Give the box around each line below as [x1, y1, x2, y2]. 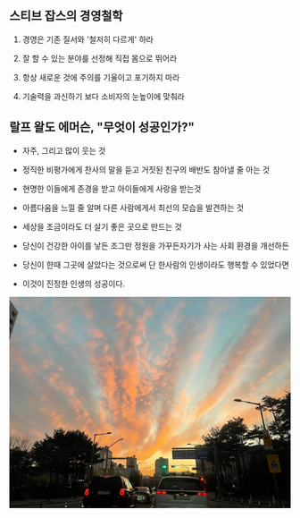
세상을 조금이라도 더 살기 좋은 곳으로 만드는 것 [21, 221, 182, 232]
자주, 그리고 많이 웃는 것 [21, 145, 106, 156]
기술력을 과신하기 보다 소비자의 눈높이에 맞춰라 [21, 90, 185, 101]
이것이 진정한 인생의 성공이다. [21, 278, 126, 289]
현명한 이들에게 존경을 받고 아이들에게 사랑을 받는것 [21, 183, 202, 194]
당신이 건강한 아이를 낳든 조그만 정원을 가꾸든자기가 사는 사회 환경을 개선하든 [21, 240, 290, 251]
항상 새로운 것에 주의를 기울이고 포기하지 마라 [21, 72, 180, 82]
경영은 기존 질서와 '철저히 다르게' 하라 [21, 34, 154, 45]
